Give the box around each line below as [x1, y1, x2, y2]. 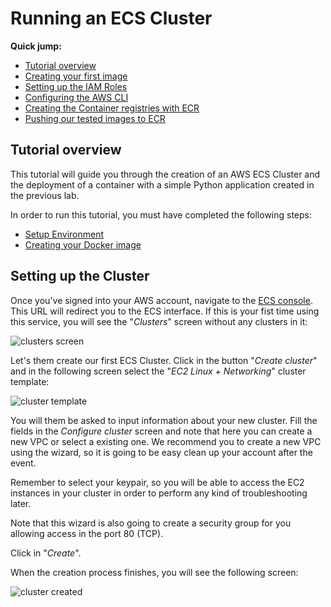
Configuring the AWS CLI [24, 91, 129, 103]
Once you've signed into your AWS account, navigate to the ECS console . [10, 294, 313, 306]
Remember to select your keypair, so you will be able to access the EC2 [10, 476, 305, 488]
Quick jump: [10, 40, 62, 52]
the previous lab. [10, 189, 80, 201]
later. [10, 497, 32, 509]
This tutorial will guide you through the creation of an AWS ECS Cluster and [10, 168, 321, 180]
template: [10, 375, 50, 387]
